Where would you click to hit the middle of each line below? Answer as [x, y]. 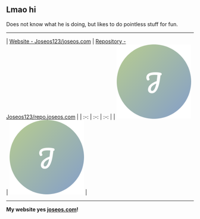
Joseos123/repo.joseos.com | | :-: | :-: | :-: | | [61, 117]
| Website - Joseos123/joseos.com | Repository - [66, 41]
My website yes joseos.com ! [42, 209]
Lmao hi [21, 10]
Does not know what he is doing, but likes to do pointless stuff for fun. [92, 24]
